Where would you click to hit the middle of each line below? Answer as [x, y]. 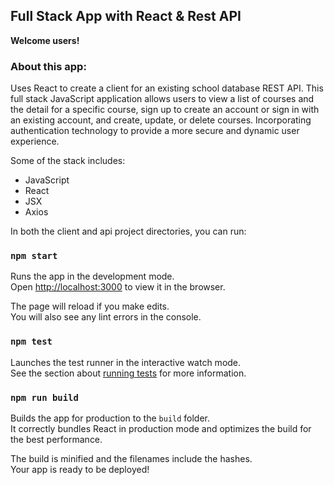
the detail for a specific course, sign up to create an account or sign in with [165, 110]
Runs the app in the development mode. [92, 276]
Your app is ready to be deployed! [80, 469]
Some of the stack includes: [68, 161]
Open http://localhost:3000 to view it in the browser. [118, 287]
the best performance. [56, 439]
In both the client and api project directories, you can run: [128, 231]
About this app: [48, 66]
